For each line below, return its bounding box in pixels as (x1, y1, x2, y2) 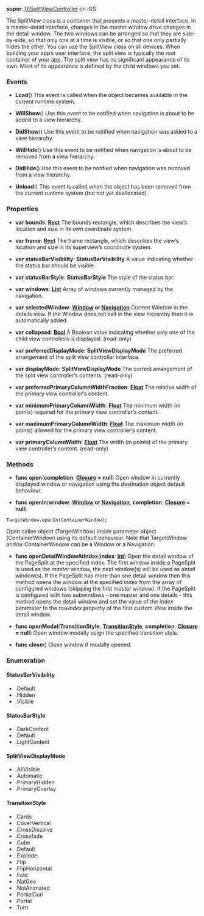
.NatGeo (15, 878, 37, 885)
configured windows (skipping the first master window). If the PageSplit (15, 585, 196, 592)
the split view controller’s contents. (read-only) (15, 372, 133, 379)
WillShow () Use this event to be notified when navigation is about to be (15, 110, 195, 117)
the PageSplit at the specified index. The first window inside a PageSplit (15, 558, 196, 566)
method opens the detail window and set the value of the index (15, 597, 174, 605)
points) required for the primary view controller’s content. (15, 408, 160, 416)
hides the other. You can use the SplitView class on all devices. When (6, 43, 181, 50)
